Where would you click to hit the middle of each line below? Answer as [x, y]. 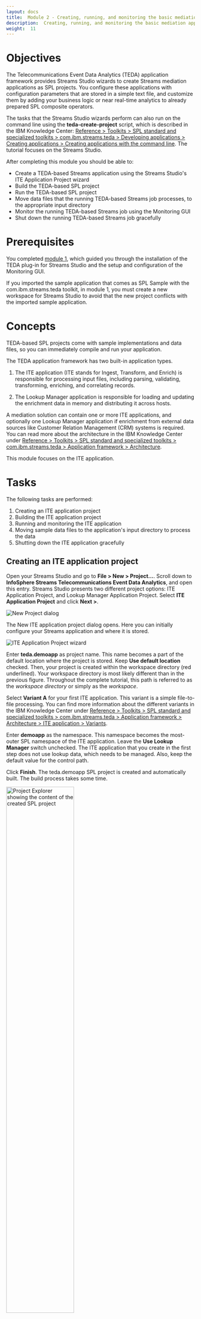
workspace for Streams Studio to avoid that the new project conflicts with [97, 296]
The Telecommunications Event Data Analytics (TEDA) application [87, 75]
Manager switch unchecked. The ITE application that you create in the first [99, 748]
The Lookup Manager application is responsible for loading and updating [104, 397]
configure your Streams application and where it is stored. [78, 631]
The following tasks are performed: [49, 499]
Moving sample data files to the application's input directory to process [103, 530]
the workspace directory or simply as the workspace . [72, 686]
